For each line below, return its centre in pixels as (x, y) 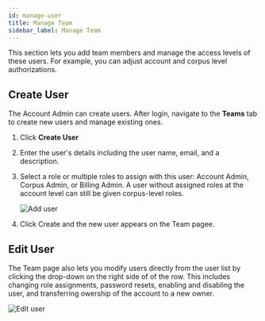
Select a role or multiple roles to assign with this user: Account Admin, (134, 177)
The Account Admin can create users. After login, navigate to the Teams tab (133, 114)
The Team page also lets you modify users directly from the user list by (125, 268)
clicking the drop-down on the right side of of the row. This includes (119, 277)
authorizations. (33, 70)
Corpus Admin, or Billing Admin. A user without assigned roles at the (132, 185)
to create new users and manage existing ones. (86, 122)
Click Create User (49, 138)
